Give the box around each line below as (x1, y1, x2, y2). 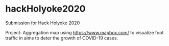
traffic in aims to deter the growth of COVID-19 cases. (5, 35, 118, 41)
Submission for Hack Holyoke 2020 (5, 20, 80, 26)
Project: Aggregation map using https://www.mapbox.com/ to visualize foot (5, 29, 164, 35)
